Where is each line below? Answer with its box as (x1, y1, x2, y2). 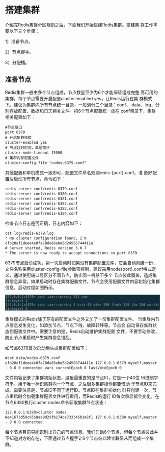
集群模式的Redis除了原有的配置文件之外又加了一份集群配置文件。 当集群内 (5, 316, 156, 322)
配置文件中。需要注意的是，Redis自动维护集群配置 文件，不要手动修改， (13, 328, 160, 334)
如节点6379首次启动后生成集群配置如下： (5, 345, 89, 351)
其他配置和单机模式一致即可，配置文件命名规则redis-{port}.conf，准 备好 (5, 169, 153, 175)
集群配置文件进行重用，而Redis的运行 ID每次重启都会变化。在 (35, 393, 160, 399)
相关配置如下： (5, 114, 35, 120)
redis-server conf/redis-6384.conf (5, 211, 78, 216)
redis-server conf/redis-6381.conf (5, 196, 78, 201)
